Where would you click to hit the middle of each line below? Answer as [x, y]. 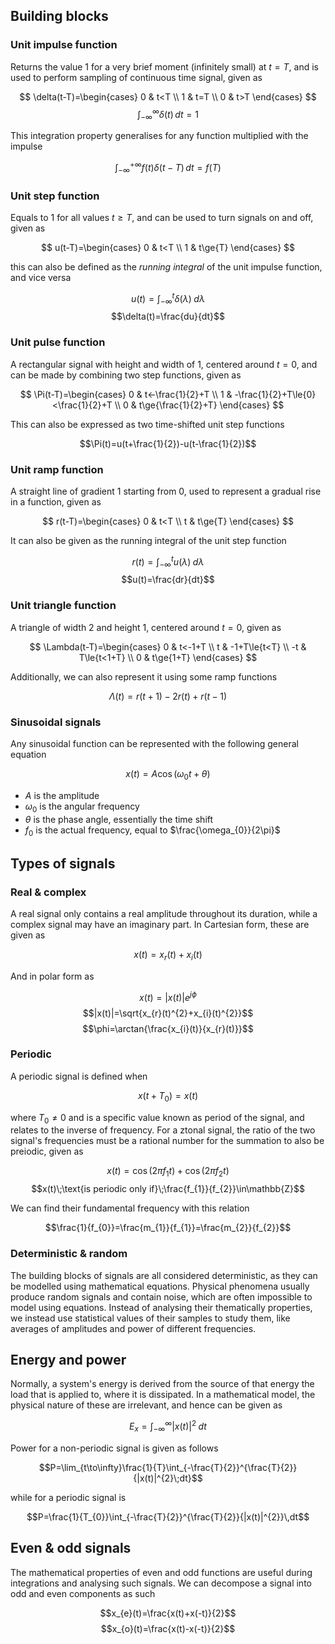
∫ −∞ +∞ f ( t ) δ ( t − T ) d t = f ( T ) [168, 168]
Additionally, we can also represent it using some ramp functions [144, 676]
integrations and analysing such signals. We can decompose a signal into [161, 1583]
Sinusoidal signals [56, 722]
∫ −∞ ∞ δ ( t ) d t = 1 [168, 114]
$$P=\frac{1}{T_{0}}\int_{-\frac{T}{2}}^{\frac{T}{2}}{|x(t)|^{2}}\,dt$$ [168, 1516]
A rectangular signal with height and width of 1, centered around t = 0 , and [164, 364]
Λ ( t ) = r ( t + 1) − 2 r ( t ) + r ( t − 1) [168, 696]
